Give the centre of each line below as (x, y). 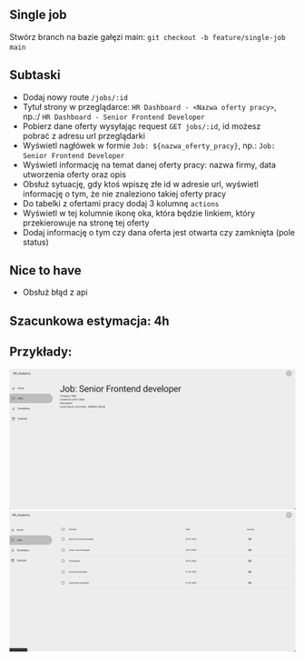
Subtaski (35, 75)
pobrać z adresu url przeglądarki (84, 135)
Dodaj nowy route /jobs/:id (75, 97)
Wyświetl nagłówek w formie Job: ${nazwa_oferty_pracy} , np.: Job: (149, 145)
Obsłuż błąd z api (55, 292)
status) (36, 242)
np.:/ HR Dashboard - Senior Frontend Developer (114, 116)
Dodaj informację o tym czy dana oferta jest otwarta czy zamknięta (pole (159, 232)
